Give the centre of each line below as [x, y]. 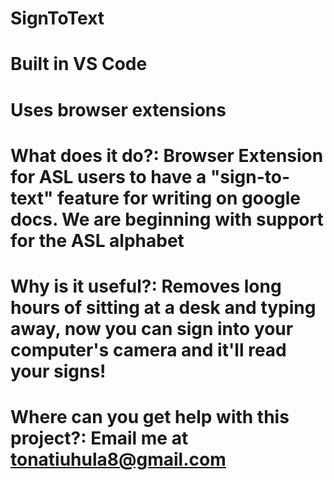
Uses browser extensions [118, 109]
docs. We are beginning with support [167, 219]
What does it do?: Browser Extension [167, 155]
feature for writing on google [179, 198]
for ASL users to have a [108, 176]
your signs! [58, 371]
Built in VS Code [79, 64]
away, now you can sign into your [152, 328]
